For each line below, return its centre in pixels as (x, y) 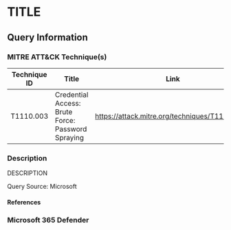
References (24, 202)
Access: (68, 103)
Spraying (69, 137)
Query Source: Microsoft (42, 187)
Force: (65, 120)
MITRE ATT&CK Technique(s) (57, 57)
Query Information (47, 37)
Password (71, 129)
